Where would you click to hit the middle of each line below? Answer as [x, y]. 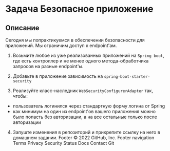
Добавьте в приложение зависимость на [58, 76]
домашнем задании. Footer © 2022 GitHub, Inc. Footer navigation [83, 138]
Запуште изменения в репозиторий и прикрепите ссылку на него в [86, 132]
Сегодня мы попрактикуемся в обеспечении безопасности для [75, 40]
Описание [22, 28]
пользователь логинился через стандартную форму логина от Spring [89, 106]
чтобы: [20, 96]
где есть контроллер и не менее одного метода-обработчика [81, 61]
